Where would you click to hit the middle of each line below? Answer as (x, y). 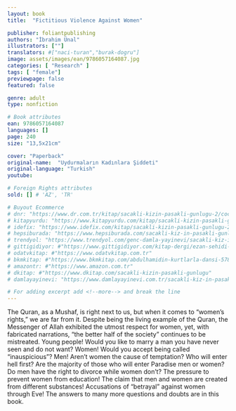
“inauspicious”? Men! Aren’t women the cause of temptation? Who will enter (117, 357)
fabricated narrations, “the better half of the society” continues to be (106, 334)
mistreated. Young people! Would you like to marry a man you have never (113, 342)
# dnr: (17, 214)
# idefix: (22, 227)
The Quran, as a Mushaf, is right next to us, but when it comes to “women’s (116, 312)
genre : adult (26, 98)
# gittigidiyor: (31, 247)
